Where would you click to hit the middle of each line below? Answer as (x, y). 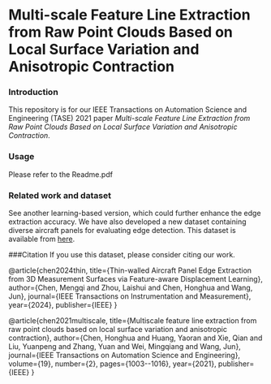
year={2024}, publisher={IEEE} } (63, 305)
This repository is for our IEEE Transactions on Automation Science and (128, 110)
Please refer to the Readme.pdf (61, 174)
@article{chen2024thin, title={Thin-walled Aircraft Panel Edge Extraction (130, 270)
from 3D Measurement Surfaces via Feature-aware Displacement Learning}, (136, 279)
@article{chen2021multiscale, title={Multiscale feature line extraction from (133, 321)
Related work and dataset (60, 195)
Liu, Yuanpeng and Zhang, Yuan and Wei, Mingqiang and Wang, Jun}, (125, 347)
